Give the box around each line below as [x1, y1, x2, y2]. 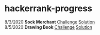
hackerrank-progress [4, 3, 93, 14]
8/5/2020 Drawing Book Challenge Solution [4, 24, 93, 30]
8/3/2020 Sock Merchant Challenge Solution [4, 19, 95, 25]
